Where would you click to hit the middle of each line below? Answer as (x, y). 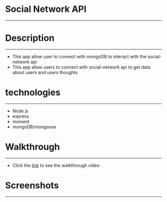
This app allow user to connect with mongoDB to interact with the (79, 56)
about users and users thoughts (45, 72)
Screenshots (32, 185)
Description (30, 38)
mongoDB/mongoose (34, 127)
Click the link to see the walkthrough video (56, 165)
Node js (20, 111)
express (20, 116)
